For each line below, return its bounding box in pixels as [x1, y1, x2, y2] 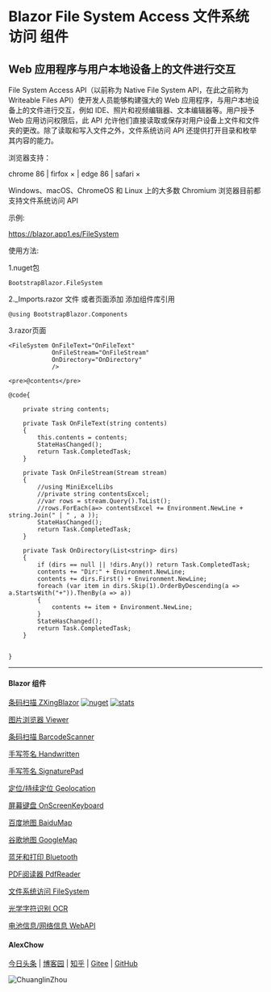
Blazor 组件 [8, 678, 47, 687]
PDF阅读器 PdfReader [8, 869, 81, 879]
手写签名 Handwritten [8, 749, 80, 759]
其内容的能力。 [8, 136, 58, 145]
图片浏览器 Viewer [8, 715, 69, 725]
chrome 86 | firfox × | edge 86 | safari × [8, 169, 141, 179]
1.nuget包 [8, 263, 40, 272]
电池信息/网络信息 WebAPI [8, 921, 96, 931]
